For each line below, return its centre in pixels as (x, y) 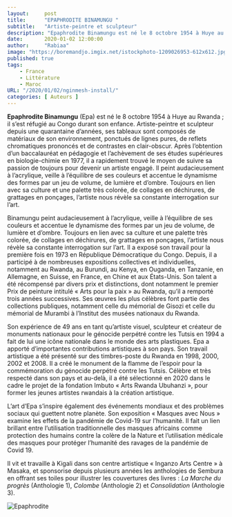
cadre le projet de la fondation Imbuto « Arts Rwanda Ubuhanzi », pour (108, 385)
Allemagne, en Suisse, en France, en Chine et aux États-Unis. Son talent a (112, 276)
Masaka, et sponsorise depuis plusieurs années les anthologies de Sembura (115, 471)
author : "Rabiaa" (38, 46)
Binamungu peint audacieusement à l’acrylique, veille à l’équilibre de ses (110, 218)
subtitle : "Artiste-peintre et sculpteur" (72, 26)
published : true (30, 59)
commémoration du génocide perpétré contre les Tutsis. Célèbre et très (109, 371)
